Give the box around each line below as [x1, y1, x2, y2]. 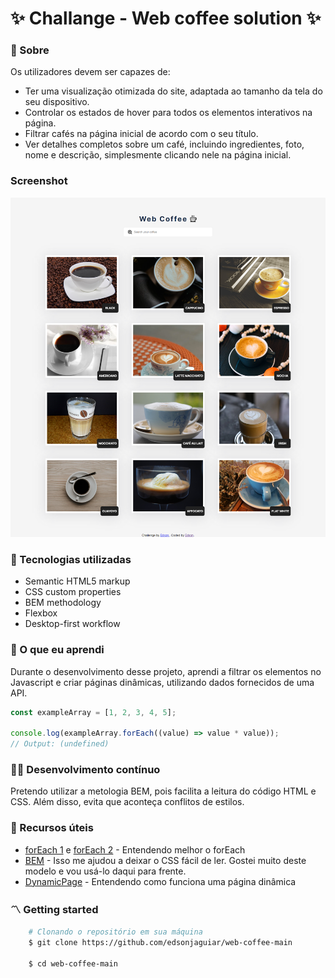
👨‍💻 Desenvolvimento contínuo [10, 763, 161, 777]
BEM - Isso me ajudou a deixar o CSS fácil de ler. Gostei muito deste [24, 854, 307, 866]
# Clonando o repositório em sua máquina [28, 927, 203, 937]
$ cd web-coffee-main [28, 958, 118, 969]
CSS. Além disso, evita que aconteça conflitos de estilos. [10, 796, 245, 808]
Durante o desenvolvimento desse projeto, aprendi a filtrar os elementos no [10, 665, 322, 677]
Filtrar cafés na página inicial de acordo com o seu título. [24, 128, 259, 140]
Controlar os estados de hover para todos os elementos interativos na [24, 107, 313, 119]
